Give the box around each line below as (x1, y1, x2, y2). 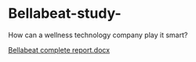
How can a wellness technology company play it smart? (8, 30, 188, 40)
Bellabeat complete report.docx (8, 45, 111, 54)
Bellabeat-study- (8, 5, 122, 22)
